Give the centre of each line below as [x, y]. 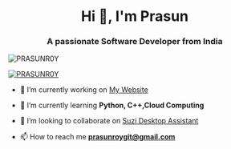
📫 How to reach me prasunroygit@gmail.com [97, 137]
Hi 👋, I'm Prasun [135, 16]
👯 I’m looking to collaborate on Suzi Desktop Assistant [109, 121]
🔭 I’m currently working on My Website [84, 90]
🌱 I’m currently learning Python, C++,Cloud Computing [112, 105]
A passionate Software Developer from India [135, 42]
